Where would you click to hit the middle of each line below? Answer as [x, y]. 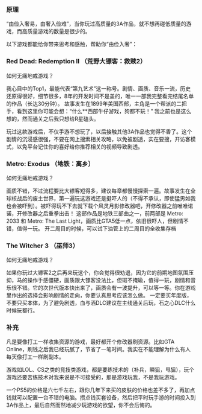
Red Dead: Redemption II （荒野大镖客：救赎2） [76, 62]
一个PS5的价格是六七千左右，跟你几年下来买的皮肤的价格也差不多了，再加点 [101, 390]
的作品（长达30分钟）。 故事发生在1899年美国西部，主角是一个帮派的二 [94, 103]
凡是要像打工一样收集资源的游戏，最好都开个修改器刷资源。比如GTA [90, 342]
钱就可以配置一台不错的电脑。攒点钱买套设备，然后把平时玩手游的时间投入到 [101, 398]
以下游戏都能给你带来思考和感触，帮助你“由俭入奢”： [72, 44]
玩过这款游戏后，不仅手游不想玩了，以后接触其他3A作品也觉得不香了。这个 [99, 132]
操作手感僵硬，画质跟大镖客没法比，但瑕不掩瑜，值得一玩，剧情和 [109, 280]
